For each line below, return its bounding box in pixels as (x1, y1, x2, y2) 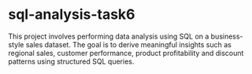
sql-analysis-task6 (8, 6, 135, 24)
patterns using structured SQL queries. (8, 57, 135, 66)
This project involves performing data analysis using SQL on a (8, 31, 209, 41)
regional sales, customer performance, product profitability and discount (8, 48, 244, 57)
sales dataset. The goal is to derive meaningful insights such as (25, 39, 232, 49)
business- (210, 31, 243, 41)
